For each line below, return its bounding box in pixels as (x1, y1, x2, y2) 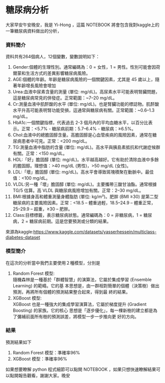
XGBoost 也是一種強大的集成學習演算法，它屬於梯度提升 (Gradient (12, 301, 147, 307)
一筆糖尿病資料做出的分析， (5, 28, 62, 34)
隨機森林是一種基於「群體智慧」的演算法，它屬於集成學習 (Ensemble (12, 276, 152, 282)
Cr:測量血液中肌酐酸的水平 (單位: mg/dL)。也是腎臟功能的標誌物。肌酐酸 (12, 101, 159, 107)
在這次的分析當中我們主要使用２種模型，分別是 (5, 260, 100, 266)
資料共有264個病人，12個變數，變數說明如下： (5, 54, 100, 60)
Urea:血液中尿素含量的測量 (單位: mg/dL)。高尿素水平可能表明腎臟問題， (12, 89, 160, 95)
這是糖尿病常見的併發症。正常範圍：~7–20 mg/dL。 (12, 95, 117, 101)
